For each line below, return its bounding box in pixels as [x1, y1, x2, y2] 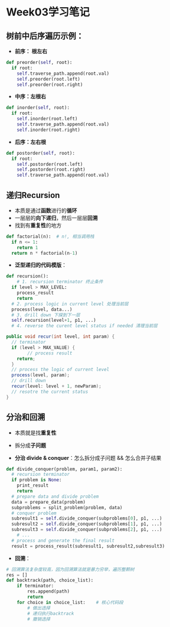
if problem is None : [11, 477, 62, 483]
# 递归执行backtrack [27, 610, 74, 616]
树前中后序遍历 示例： [6, 31, 84, 41]
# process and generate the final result [11, 538, 115, 543]
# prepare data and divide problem [11, 493, 99, 500]
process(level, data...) [11, 306, 73, 312]
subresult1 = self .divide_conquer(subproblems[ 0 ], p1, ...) [11, 516, 162, 522]
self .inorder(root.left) [17, 116, 78, 122]
